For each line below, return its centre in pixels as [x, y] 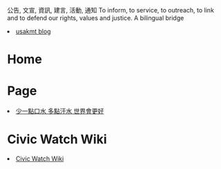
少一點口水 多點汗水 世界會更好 [60, 111]
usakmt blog [33, 31]
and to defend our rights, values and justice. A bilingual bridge [96, 18]
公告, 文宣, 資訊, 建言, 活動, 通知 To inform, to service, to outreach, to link [110, 10]
